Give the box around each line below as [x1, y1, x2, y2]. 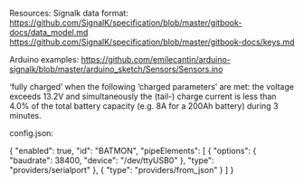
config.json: [9, 128, 54, 139]
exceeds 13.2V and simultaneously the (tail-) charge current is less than [9, 91, 277, 102]
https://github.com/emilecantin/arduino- [81, 54, 231, 64]
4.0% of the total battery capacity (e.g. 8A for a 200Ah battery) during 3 [9, 101, 279, 111]
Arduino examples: [9, 54, 80, 64]
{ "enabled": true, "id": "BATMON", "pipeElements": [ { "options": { [9, 145, 257, 156]
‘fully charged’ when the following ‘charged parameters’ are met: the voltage [9, 82, 294, 92]
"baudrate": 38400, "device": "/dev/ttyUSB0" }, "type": [9, 155, 214, 166]
